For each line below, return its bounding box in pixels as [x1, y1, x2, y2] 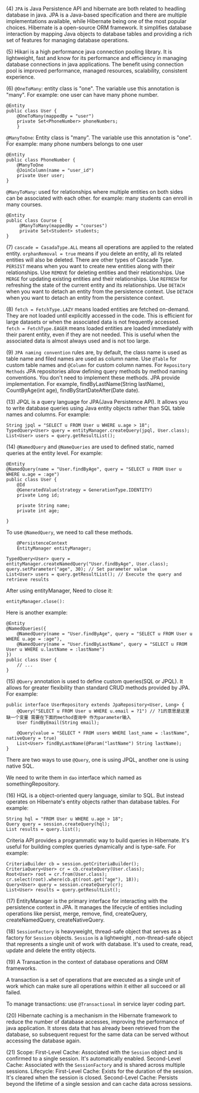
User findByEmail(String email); [17, 720, 100, 725]
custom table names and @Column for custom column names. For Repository [6, 362, 191, 368]
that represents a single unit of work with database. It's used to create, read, [6, 941, 193, 947]
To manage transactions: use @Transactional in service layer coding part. [6, 1000, 186, 1007]
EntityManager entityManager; [17, 545, 92, 551]
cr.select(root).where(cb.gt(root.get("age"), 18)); [6, 877, 140, 882]
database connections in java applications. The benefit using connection [6, 61, 184, 68]
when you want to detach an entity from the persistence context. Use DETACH [6, 288, 193, 295]
